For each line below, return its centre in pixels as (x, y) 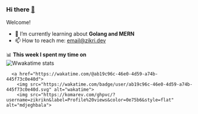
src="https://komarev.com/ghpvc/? (73, 95)
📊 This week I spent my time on (46, 55)
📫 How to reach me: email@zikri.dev (60, 40)
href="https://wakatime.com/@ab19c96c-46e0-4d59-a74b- (89, 74)
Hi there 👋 (21, 9)
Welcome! (18, 23)
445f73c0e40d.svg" (29, 90)
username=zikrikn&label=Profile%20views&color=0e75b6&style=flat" (90, 100)
